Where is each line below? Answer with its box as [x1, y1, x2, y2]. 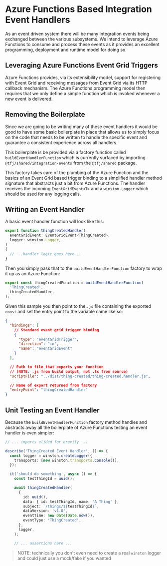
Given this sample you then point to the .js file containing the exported [5, 303, 151, 309]
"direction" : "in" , [18, 341, 59, 346]
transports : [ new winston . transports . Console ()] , [14, 458, 120, 463]
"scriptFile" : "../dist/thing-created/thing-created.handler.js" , [9, 374, 151, 379]
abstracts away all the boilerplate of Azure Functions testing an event [5, 424, 148, 430]
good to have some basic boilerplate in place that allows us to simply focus [5, 129, 160, 135]
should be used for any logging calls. [5, 191, 81, 197]
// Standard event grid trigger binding [14, 327, 99, 332]
